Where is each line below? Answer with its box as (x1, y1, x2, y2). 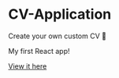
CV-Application (8, 5, 112, 23)
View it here (8, 61, 47, 71)
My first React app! (8, 46, 70, 55)
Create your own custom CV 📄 (8, 31, 106, 41)
